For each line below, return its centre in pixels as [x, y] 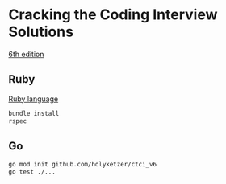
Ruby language [33, 99]
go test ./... [32, 172]
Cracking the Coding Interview [113, 15]
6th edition [26, 54]
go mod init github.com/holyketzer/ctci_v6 [83, 165]
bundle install [34, 113]
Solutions [41, 32]
